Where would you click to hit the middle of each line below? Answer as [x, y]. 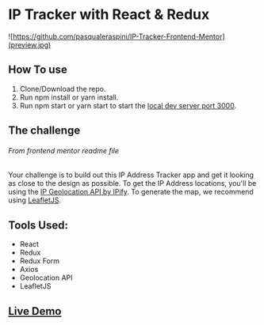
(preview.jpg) [30, 44]
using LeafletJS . [35, 200]
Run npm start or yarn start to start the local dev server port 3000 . [128, 105]
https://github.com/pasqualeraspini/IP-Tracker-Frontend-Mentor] [119, 36]
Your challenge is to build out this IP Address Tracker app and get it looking [131, 175]
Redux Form [40, 261]
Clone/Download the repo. [63, 89]
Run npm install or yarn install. [69, 97]
